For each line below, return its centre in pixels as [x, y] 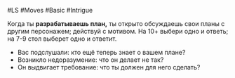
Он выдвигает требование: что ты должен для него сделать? [109, 67]
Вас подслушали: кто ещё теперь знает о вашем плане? [101, 52]
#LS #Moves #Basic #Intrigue [50, 10]
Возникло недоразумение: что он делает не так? [90, 60]
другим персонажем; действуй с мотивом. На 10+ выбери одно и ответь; [118, 31]
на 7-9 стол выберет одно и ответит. [62, 39]
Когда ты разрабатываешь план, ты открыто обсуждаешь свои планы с [116, 24]
